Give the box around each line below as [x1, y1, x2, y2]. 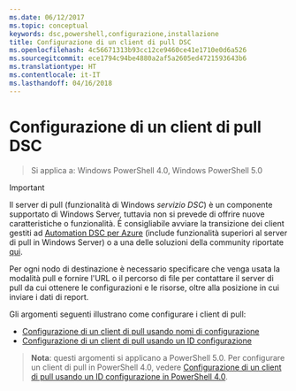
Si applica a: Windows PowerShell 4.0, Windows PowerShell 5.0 [30, 165, 263, 175]
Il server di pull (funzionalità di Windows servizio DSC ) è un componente [9, 199, 273, 210]
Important [9, 182, 45, 193]
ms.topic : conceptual [9, 21, 89, 30]
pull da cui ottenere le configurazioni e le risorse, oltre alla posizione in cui [9, 282, 280, 293]
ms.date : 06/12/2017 [9, 12, 86, 22]
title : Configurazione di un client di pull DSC [9, 37, 192, 47]
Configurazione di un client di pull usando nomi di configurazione [21, 326, 260, 336]
